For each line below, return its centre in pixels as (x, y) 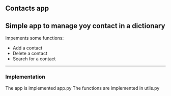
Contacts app (27, 8)
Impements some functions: (35, 38)
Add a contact (27, 48)
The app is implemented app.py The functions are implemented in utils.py (82, 88)
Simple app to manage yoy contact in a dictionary (85, 26)
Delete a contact (30, 54)
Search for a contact (34, 59)
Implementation (25, 77)
